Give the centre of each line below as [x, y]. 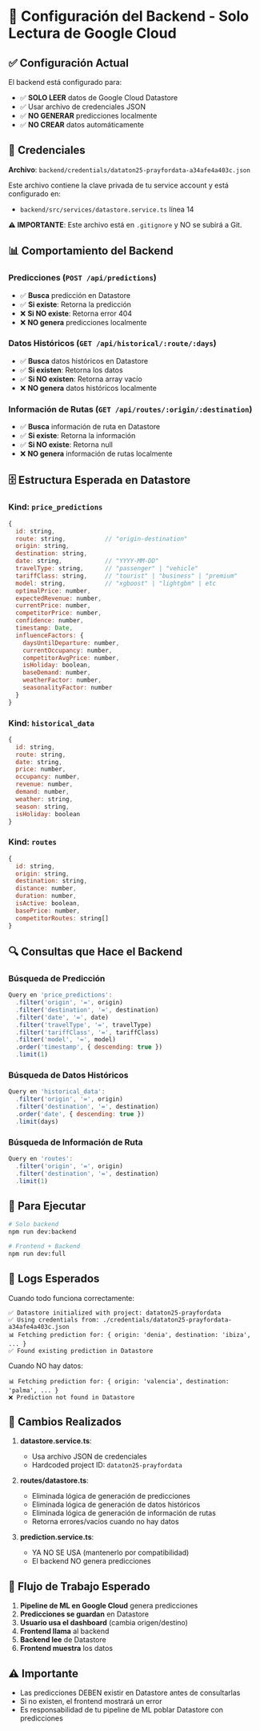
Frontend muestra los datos [66, 1648]
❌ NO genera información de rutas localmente [96, 454]
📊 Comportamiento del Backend [91, 251]
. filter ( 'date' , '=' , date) [62, 1017]
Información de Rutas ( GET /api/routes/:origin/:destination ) [130, 409]
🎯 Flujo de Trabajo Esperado [79, 1586]
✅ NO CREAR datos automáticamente [82, 125]
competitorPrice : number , [59, 613]
